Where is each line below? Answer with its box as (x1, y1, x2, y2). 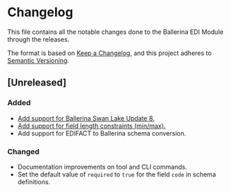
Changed (7, 146, 40, 156)
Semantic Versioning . (7, 56, 69, 64)
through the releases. (7, 35, 70, 43)
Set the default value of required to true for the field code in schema (17, 170, 216, 179)
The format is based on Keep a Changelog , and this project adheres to (7, 49, 212, 57)
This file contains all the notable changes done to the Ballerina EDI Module (7, 28, 224, 36)
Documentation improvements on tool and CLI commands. (17, 162, 187, 171)
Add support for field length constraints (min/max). (17, 121, 166, 130)
